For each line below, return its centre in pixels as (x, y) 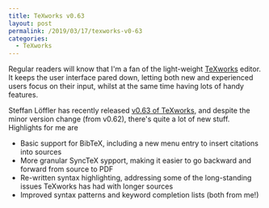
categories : (28, 38)
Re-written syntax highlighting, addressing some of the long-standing (136, 178)
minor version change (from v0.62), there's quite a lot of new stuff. (119, 119)
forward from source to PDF (67, 169)
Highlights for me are (43, 128)
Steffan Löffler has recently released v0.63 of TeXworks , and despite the (129, 111)
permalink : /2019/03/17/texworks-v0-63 (76, 31)
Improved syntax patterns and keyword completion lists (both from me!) (139, 195)
